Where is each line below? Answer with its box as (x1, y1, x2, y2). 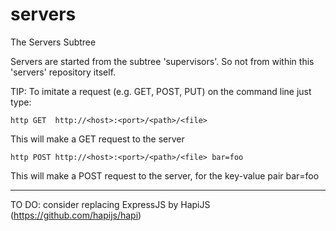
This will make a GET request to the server (10, 133, 185, 145)
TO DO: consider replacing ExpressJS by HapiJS (10, 198, 211, 210)
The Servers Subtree (10, 36, 97, 48)
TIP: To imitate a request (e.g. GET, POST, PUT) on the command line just (10, 85, 312, 97)
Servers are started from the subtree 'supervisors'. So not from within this (10, 55, 315, 67)
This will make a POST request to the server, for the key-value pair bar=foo (10, 169, 320, 182)
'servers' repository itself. (10, 66, 117, 78)
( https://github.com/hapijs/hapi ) (10, 209, 142, 221)
